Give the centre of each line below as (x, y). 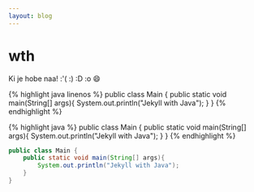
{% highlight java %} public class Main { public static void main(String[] (127, 127)
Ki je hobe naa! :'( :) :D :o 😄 (55, 79)
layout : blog (30, 16)
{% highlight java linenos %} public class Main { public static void (118, 94)
